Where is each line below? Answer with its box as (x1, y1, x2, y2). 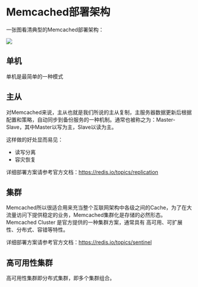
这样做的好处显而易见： (6, 136, 63, 143)
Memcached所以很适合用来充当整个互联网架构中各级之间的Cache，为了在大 (6, 204, 192, 211)
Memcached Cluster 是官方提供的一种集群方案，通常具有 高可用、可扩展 (6, 219, 183, 226)
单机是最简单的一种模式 (6, 73, 63, 80)
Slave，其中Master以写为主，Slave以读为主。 (6, 123, 117, 131)
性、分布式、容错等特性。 (6, 226, 69, 233)
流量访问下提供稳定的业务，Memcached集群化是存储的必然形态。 (6, 211, 167, 218)
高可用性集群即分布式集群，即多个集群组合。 (6, 275, 115, 282)
